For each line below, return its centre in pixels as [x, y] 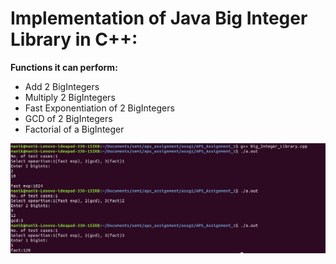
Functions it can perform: [64, 67]
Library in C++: [74, 39]
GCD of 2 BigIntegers [68, 118]
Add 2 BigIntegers [62, 86]
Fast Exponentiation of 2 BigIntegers [99, 108]
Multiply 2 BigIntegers [70, 97]
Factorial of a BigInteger [74, 129]
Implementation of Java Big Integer [159, 18]
